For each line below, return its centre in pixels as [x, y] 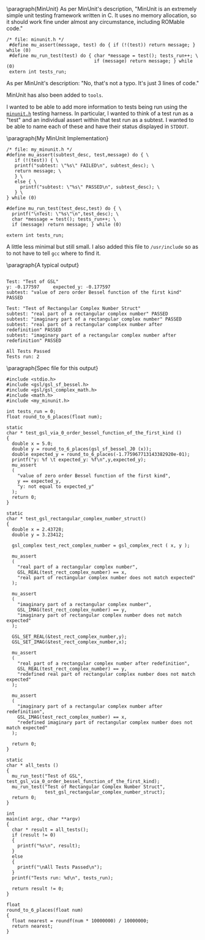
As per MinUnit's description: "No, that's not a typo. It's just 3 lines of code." [103, 83]
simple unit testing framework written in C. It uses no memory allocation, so [102, 15]
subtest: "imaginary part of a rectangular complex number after [91, 335]
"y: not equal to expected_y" [56, 487]
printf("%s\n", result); [49, 846]
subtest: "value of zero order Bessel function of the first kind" [94, 292]
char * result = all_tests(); [50, 830]
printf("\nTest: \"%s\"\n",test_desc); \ [65, 214]
